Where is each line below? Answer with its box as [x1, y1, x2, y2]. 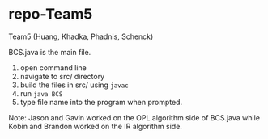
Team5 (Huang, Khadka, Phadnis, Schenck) [8, 32, 154, 41]
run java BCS [19, 88, 63, 98]
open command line [19, 62, 87, 73]
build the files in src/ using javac [19, 80, 130, 90]
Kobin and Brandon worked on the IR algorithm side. [8, 121, 182, 131]
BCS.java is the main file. [8, 47, 91, 57]
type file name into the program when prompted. [19, 97, 183, 107]
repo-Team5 [8, 5, 93, 23]
